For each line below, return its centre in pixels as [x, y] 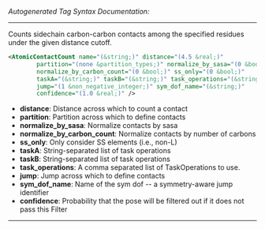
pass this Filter [43, 209]
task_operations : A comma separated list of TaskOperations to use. [130, 167]
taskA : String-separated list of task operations [95, 151]
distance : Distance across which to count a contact [103, 109]
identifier [34, 193]
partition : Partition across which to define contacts [103, 117]
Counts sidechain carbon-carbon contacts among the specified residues [126, 34]
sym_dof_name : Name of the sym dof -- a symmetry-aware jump [126, 184]
